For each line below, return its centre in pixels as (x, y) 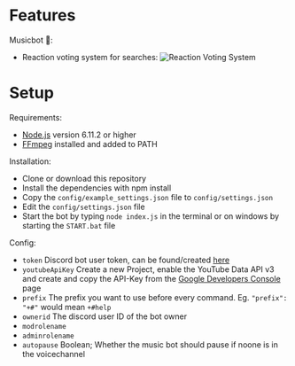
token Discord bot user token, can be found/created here (126, 260)
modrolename (44, 326)
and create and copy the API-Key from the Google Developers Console (151, 278)
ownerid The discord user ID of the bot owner (105, 316)
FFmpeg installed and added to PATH (89, 144)
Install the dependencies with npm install (97, 188)
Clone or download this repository (84, 178)
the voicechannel (54, 354)
